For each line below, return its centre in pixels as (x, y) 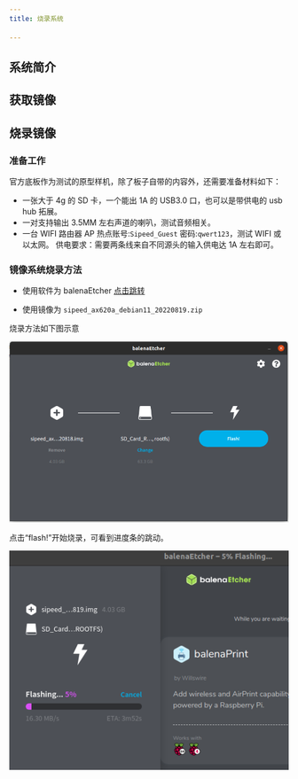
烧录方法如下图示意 (44, 329)
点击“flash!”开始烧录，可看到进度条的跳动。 (89, 538)
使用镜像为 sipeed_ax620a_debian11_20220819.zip (112, 309)
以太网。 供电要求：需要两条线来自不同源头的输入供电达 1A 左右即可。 (150, 245)
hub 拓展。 (42, 211)
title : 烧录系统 (36, 19)
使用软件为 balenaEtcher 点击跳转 (83, 291)
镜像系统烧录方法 (46, 269)
